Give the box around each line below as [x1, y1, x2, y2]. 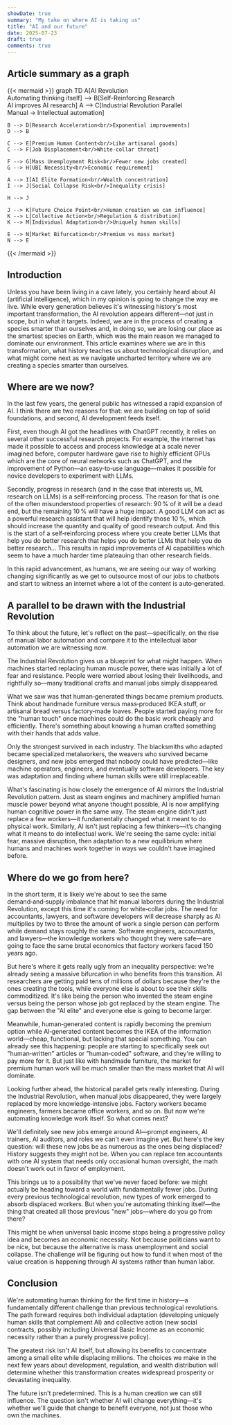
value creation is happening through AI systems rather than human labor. [7, 1257, 215, 1266]
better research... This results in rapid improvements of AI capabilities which [7, 544, 225, 553]
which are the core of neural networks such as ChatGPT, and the [7, 457, 193, 465]
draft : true [7, 36, 42, 43]
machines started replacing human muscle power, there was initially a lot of [7, 664, 223, 672]
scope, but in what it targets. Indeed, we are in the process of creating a [7, 316, 213, 325]
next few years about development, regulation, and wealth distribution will [7, 1361, 218, 1369]
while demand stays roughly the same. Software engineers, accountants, [7, 927, 215, 935]
